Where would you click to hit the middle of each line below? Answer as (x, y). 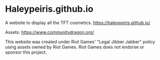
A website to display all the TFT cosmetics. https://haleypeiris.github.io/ (78, 23)
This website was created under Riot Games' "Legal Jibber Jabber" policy (80, 42)
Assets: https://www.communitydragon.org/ (50, 32)
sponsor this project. (26, 52)
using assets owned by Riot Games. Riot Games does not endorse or (75, 47)
